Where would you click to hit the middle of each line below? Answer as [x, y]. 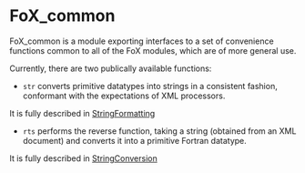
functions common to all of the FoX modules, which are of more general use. [153, 50]
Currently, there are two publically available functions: [111, 68]
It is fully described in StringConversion [83, 158]
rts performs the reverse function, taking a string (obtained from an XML [159, 131]
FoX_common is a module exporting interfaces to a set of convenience [142, 41]
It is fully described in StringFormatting [82, 113]
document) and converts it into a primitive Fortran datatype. [135, 140]
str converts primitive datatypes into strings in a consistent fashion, [150, 86]
